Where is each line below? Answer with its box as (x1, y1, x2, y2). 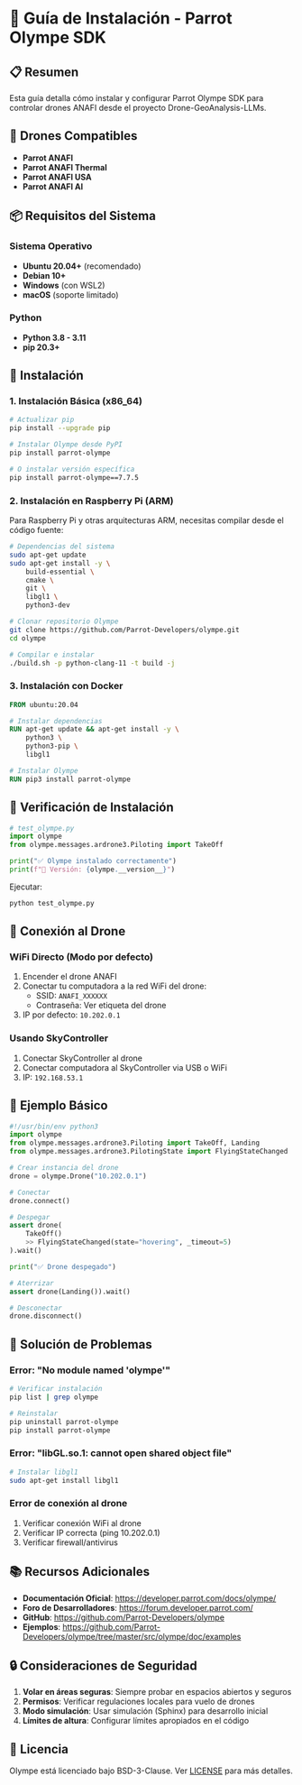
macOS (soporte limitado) (22, 289, 119, 300)
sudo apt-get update (9, 550, 87, 559)
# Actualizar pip (9, 415, 75, 425)
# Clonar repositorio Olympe (9, 617, 119, 626)
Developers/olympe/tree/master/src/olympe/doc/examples (22, 1631, 242, 1642)
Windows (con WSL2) (22, 280, 105, 290)
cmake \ (25, 575, 54, 584)
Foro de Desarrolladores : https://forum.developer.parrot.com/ (22, 1602, 254, 1613)
